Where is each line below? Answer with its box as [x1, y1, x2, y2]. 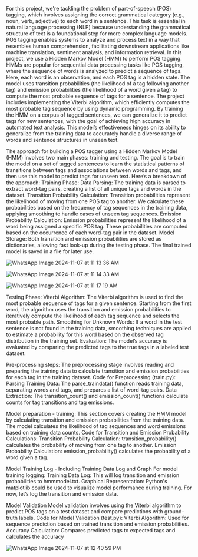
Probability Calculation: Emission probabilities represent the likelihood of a [6, 217, 186, 223]
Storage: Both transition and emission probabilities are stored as [6, 236, 162, 242]
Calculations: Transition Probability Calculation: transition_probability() [6, 435, 177, 442]
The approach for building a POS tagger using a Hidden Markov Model [6, 148, 177, 155]
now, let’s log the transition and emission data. [6, 490, 118, 497]
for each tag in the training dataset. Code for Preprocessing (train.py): [6, 374, 176, 380]
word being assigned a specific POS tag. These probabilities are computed [6, 223, 188, 230]
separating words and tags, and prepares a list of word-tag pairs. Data [6, 386, 177, 393]
